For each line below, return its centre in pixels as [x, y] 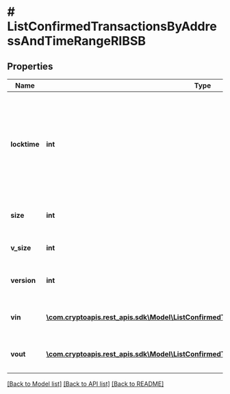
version [23, 280]
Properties [30, 66]
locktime [25, 144]
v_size [21, 248]
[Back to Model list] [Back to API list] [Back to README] [86, 384]
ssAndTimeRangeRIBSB [76, 41]
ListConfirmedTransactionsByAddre [112, 26]
